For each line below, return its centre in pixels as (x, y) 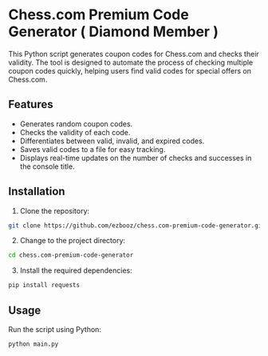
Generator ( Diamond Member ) (114, 32)
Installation (37, 192)
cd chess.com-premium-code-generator (71, 255)
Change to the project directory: (73, 241)
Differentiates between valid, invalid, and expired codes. (112, 141)
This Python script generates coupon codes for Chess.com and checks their (134, 54)
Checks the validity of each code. (75, 132)
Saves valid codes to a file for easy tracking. (93, 149)
